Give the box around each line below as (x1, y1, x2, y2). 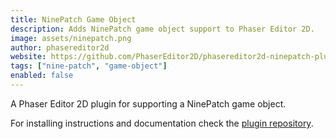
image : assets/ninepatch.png (10, 33, 132, 43)
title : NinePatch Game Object (10, 14, 137, 25)
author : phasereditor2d (10, 42, 110, 53)
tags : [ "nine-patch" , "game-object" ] (10, 61, 168, 71)
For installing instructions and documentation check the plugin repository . (10, 117, 314, 129)
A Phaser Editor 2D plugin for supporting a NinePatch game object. (10, 97, 287, 110)
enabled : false (10, 71, 74, 81)
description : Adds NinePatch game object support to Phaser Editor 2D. (10, 24, 315, 34)
